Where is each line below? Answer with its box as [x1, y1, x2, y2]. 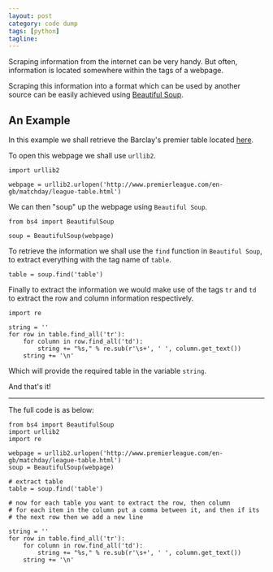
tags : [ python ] [8, 27, 60, 35]
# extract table [8, 478, 63, 486]
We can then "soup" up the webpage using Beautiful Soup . [8, 202, 208, 212]
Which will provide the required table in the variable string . [8, 366, 207, 376]
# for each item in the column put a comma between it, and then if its [8, 506, 260, 514]
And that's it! [8, 382, 51, 392]
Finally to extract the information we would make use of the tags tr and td [8, 285, 257, 295]
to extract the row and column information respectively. [8, 293, 194, 303]
